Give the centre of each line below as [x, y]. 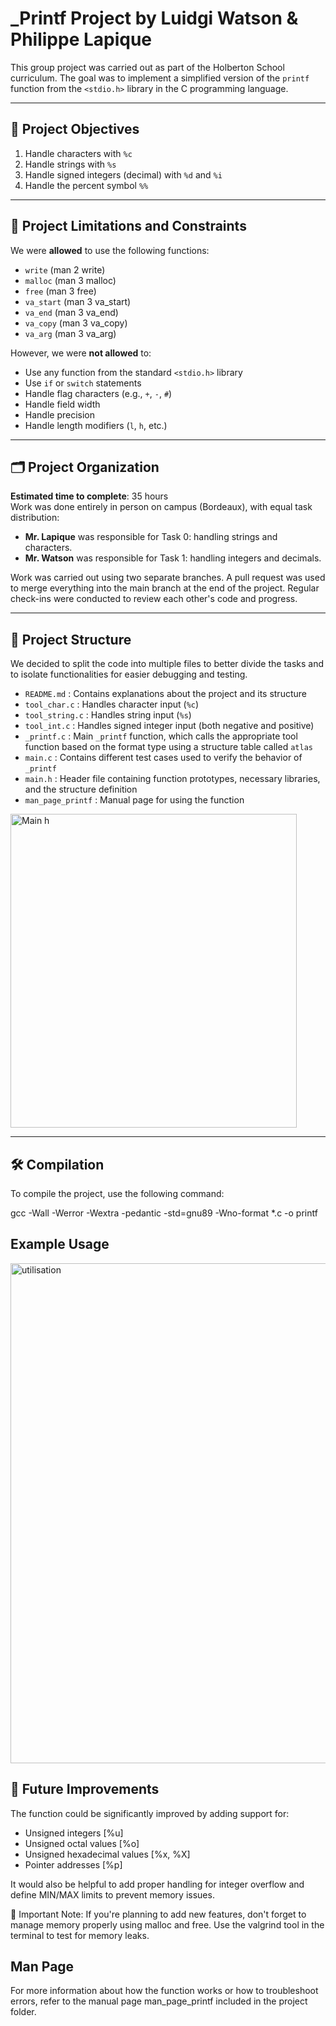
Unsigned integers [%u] [74, 1833]
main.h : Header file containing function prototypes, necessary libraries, [172, 779]
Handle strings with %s [70, 164]
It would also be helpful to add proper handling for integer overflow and [157, 1884]
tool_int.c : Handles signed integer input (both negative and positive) [169, 726]
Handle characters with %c [78, 153]
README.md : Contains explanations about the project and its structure [165, 694]
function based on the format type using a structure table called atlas [168, 747]
